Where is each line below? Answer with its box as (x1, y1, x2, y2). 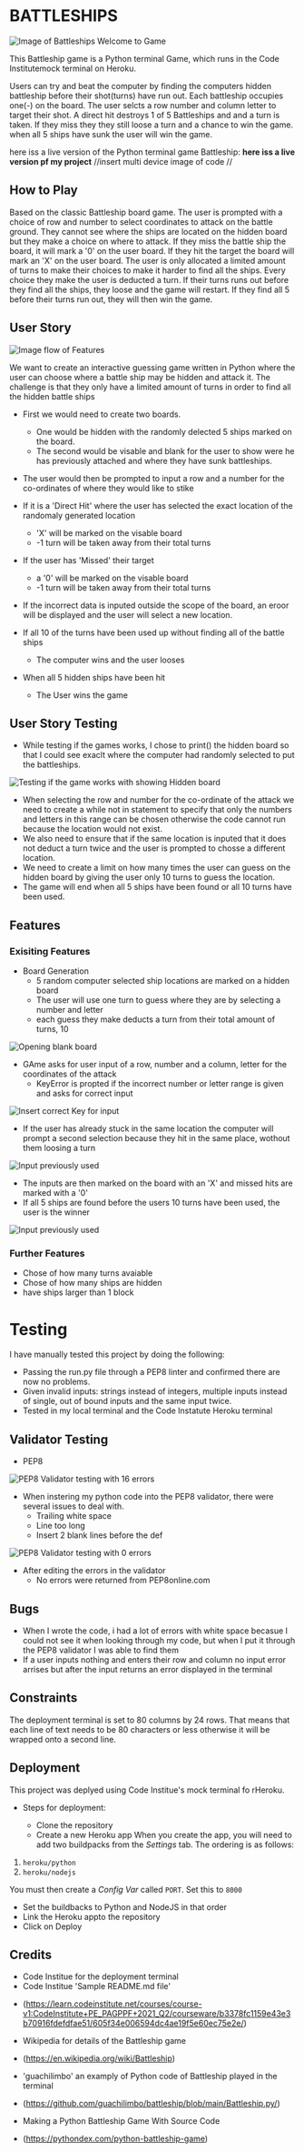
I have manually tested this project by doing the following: (9, 1349, 225, 1360)
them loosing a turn (22, 1143, 96, 1154)
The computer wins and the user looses (35, 654, 185, 665)
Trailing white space (35, 1511, 112, 1521)
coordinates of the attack (22, 1068, 117, 1079)
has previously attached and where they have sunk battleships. (35, 455, 272, 466)
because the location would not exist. (22, 824, 163, 834)
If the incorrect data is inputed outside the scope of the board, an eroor (22, 600, 289, 611)
